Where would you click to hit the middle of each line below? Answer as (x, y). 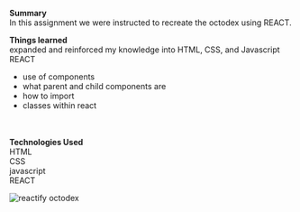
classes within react (59, 106)
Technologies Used (46, 142)
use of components (59, 77)
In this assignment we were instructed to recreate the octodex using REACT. (150, 23)
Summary (28, 13)
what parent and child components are (94, 86)
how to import (48, 96)
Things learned (38, 40)
